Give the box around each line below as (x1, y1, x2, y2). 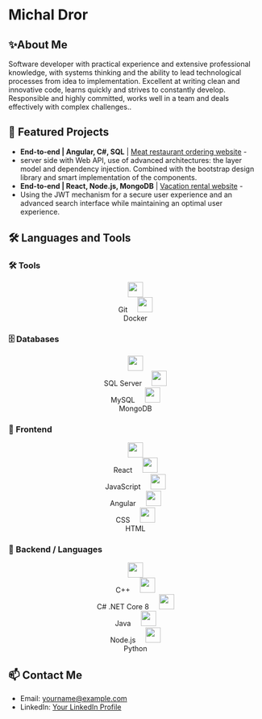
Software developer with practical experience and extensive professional (8, 59, 252, 69)
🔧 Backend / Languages (8, 544, 103, 555)
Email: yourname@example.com (19, 694, 127, 704)
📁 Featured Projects (8, 125, 110, 139)
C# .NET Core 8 (96, 602, 149, 612)
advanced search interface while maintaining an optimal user (19, 198, 223, 207)
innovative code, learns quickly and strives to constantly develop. (8, 85, 226, 94)
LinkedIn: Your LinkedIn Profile (19, 702, 122, 712)
